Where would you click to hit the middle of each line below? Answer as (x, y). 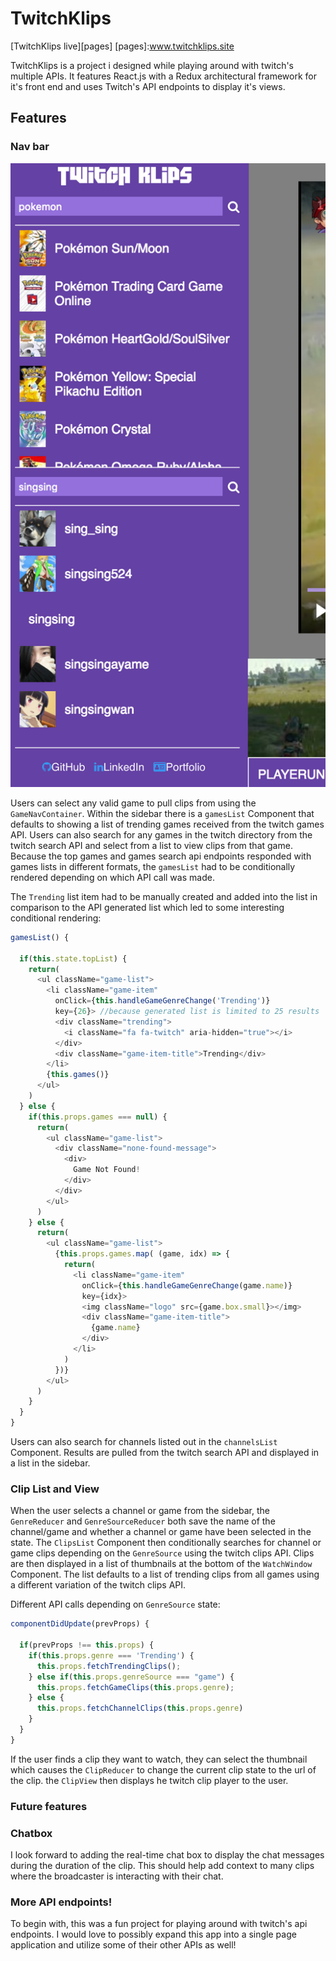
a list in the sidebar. (50, 1463)
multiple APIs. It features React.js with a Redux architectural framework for (163, 76)
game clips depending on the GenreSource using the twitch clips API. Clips (162, 1553)
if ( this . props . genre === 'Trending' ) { (111, 1655)
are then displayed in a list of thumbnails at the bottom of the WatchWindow (161, 1564)
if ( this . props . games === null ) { (98, 1117)
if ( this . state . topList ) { (73, 958)
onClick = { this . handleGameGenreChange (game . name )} (187, 1285)
